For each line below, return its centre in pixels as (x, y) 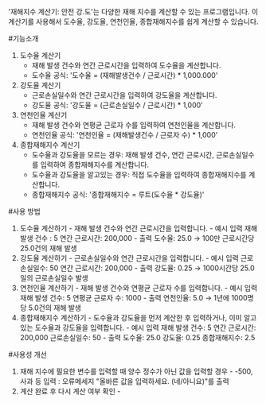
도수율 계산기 (40, 55)
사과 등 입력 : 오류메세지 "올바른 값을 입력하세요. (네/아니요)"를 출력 (124, 381)
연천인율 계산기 (43, 115)
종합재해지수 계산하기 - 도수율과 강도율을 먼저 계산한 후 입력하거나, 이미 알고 (138, 318)
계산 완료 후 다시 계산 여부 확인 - (70, 391)
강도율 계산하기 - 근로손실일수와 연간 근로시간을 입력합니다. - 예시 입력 (129, 258)
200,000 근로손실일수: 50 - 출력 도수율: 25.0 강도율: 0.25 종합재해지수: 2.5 (137, 337)
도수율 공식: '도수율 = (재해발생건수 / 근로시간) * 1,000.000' (125, 75)
